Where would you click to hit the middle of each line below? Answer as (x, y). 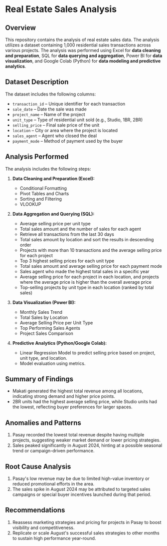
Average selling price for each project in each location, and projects (89, 277)
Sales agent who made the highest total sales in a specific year (84, 271)
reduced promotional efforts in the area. (53, 484)
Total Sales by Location (44, 317)
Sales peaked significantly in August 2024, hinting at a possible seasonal (87, 445)
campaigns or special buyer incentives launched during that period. (82, 494)
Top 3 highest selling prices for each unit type (67, 261)
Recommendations (35, 510)
